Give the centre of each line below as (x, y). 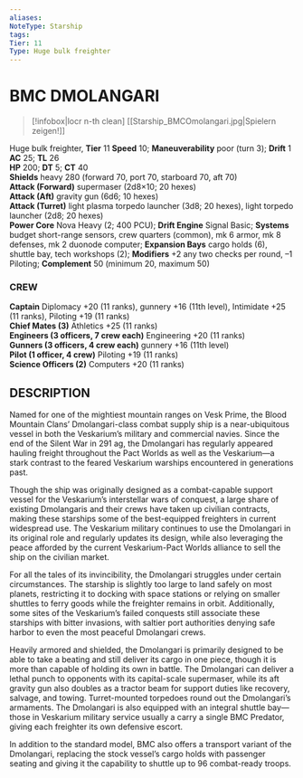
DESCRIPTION (50, 393)
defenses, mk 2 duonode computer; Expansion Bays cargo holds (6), (139, 244)
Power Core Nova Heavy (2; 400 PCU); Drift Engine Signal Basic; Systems (149, 225)
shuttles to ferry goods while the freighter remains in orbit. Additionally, (142, 603)
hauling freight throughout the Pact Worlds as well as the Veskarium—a (142, 453)
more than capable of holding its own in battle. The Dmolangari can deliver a (151, 669)
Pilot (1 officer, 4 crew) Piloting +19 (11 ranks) (94, 355)
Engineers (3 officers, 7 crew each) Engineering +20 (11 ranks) (128, 336)
